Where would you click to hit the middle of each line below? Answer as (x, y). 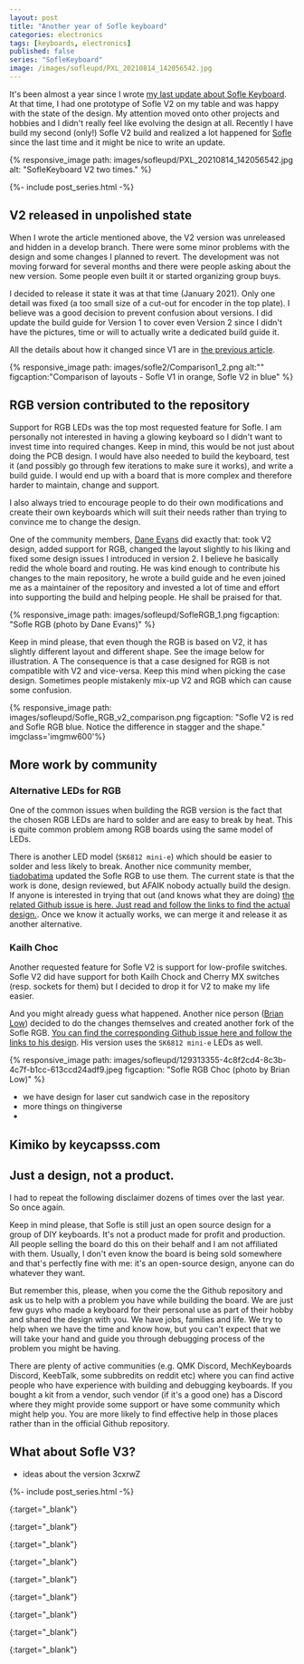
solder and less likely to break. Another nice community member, (130, 866)
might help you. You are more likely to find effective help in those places (144, 1414)
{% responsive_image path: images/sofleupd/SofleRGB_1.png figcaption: (145, 614)
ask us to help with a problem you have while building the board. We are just (152, 1300)
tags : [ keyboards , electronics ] (70, 43)
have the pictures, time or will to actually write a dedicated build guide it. (144, 332)
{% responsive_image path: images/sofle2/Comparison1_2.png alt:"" (137, 367)
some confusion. (41, 690)
